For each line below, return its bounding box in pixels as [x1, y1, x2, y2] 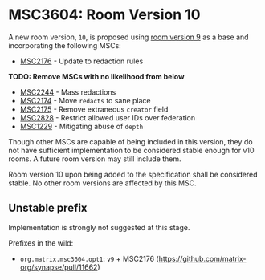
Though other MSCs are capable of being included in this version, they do [8, 136, 253, 146]
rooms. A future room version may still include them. [8, 154, 182, 164]
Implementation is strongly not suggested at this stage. [8, 222, 190, 232]
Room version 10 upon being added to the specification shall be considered [8, 169, 258, 179]
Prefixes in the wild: [8, 238, 74, 248]
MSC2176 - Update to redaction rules [19, 56, 144, 66]
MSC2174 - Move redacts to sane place [19, 95, 151, 105]
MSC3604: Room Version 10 [8, 6, 201, 24]
